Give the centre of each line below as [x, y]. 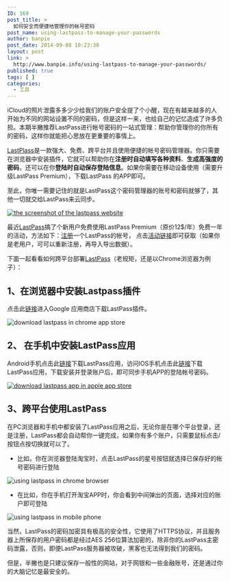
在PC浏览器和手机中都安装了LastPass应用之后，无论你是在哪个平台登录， [111, 427]
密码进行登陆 [41, 467]
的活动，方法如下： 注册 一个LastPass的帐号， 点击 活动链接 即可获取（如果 [111, 236]
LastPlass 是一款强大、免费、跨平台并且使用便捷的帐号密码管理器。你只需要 [114, 151]
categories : [24, 84]
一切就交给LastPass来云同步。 [56, 199]
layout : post [26, 52]
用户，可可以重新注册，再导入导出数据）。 [77, 244]
